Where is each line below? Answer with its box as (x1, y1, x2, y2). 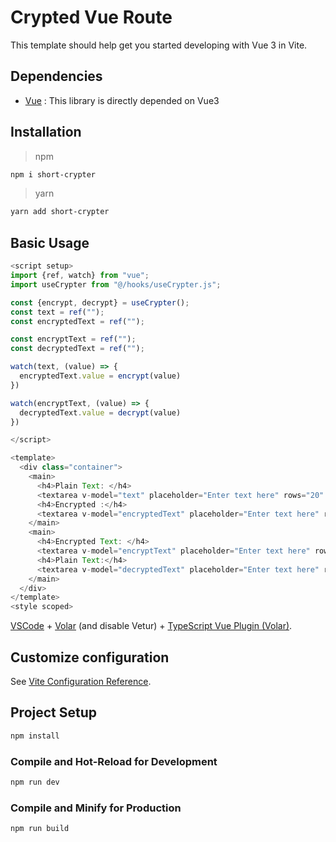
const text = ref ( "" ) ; (10, 307, 105, 317)
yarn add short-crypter (10, 207, 110, 217)
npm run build (10, 824, 70, 834)
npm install (10, 731, 60, 741)
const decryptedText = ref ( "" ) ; (10, 344, 145, 354)
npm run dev (10, 777, 60, 787)
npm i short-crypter (10, 169, 97, 180)
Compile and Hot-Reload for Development (10, 754, 218, 768)
